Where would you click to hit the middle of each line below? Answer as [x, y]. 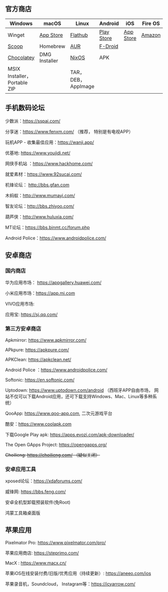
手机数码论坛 [25, 108]
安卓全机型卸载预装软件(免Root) [38, 502]
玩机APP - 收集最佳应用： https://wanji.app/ [49, 142]
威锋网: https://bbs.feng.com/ [35, 491]
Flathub [79, 35]
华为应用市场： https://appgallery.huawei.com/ [53, 282]
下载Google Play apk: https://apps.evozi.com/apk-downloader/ [70, 434]
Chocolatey [21, 58]
